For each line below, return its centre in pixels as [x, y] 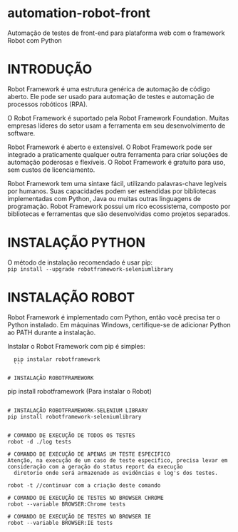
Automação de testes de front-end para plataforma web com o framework [116, 33]
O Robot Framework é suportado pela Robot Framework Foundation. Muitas [118, 118]
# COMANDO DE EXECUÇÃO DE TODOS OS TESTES [71, 435]
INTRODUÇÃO [50, 70]
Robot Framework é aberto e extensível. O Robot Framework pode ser [110, 147]
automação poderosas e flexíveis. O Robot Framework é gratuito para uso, [117, 162]
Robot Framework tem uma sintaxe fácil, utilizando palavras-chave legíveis [117, 183]
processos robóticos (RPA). [47, 104]
